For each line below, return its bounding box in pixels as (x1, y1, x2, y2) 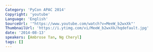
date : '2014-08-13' (5, 30, 46, 35)
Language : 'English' (5, 16, 49, 21)
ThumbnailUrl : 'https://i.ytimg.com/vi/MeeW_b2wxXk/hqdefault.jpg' (5, 26, 149, 31)
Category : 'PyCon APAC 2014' (5, 7, 66, 12)
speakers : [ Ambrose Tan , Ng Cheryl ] (5, 35, 82, 40)
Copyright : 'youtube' (5, 12, 51, 17)
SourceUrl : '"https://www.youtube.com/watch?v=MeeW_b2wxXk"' (5, 21, 136, 26)
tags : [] (5, 40, 24, 45)
